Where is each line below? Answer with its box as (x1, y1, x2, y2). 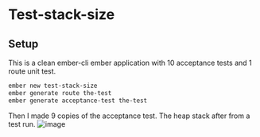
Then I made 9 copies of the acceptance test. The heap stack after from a (8, 111, 250, 120)
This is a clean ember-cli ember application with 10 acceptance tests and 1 (8, 58, 252, 67)
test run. (8, 119, 36, 128)
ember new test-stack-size (8, 82, 98, 89)
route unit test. (8, 67, 56, 76)
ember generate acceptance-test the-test (8, 97, 148, 105)
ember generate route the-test (8, 89, 112, 97)
